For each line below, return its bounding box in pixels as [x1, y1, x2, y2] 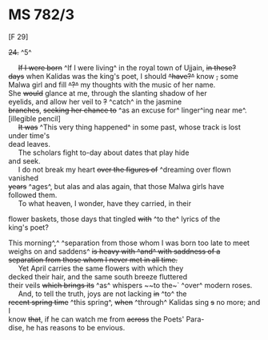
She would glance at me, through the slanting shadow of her [8, 88, 208, 97]
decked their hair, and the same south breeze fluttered [8, 271, 188, 281]
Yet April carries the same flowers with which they [18, 263, 184, 273]
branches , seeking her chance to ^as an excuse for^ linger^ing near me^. [8, 105, 247, 115]
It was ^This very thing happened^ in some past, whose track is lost [18, 122, 242, 132]
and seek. [8, 156, 42, 165]
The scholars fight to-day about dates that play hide [18, 148, 190, 157]
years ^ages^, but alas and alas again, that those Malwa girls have [8, 181, 225, 191]
